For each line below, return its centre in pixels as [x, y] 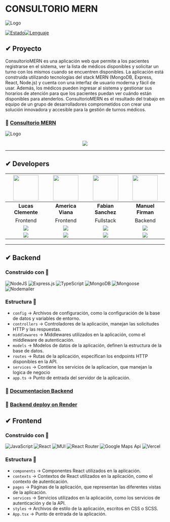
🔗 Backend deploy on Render [41, 404]
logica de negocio [31, 372]
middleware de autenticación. [44, 340]
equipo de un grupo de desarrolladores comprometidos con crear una [78, 104]
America [66, 206]
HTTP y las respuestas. [37, 329]
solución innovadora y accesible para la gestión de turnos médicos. [76, 109]
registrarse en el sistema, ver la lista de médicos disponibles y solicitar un [82, 66]
